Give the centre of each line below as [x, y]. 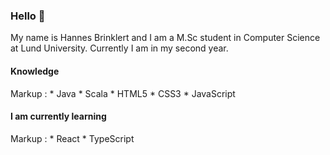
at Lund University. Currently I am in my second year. [119, 48]
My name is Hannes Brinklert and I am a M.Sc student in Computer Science [165, 38]
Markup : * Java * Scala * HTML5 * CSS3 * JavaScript [123, 93]
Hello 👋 [28, 16]
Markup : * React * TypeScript [72, 138]
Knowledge [35, 71]
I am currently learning [58, 116]
